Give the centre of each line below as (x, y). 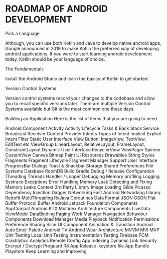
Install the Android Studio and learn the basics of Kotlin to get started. (77, 78)
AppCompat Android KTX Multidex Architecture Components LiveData (78, 208)
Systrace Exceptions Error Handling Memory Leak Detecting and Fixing (79, 182)
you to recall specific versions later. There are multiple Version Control (78, 103)
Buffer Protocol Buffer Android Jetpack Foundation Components (71, 203)
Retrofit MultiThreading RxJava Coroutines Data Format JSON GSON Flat (80, 198)
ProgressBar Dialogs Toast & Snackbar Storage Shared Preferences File (79, 165)
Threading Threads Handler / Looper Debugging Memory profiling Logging (82, 176)
